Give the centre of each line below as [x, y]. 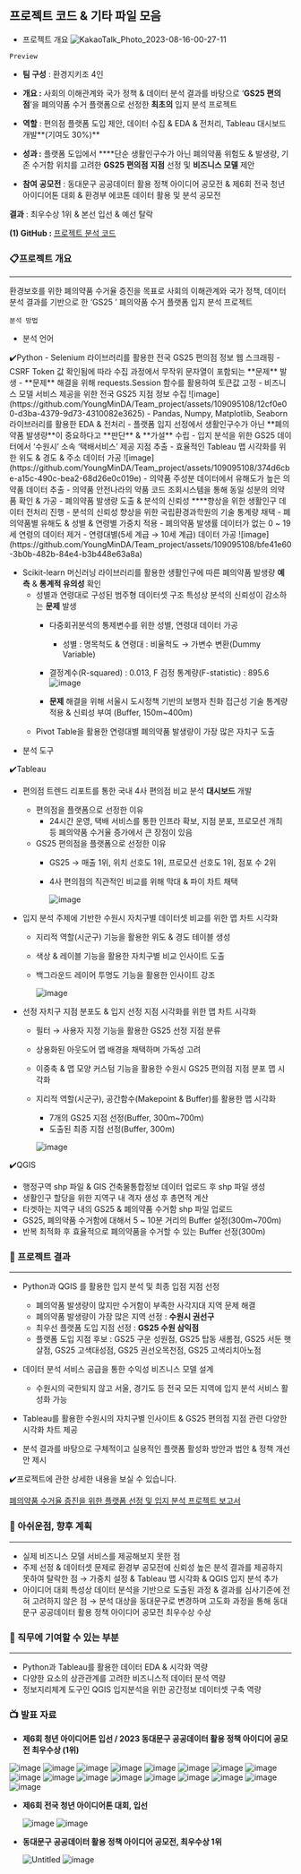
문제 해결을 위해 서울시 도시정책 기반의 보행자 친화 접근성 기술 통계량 [168, 701]
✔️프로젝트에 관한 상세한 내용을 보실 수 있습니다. [93, 1479]
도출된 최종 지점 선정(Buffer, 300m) [112, 1129]
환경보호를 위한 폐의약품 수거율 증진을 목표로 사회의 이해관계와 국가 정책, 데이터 [148, 291]
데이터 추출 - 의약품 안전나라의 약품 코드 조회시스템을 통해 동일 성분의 [147, 490]
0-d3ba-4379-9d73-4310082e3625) [77, 414]
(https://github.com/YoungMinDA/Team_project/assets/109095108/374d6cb [150, 468]
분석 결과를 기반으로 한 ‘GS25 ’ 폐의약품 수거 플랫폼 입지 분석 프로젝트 [131, 302]
